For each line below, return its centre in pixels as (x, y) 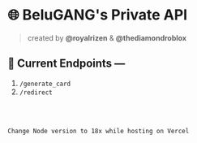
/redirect (36, 92)
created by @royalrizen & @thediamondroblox (107, 37)
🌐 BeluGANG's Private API (98, 15)
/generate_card (45, 84)
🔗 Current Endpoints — (66, 64)
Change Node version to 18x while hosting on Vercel (98, 131)
